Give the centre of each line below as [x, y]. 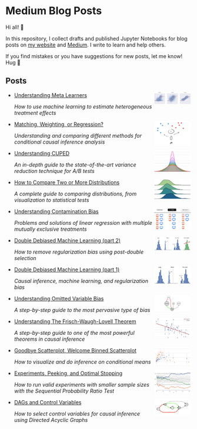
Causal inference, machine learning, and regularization [81, 281]
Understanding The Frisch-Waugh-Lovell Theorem [75, 321]
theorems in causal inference [49, 339]
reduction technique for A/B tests [54, 171]
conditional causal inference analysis [59, 142]
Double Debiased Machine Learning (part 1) [67, 270]
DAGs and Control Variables [48, 402]
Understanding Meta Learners [51, 95]
